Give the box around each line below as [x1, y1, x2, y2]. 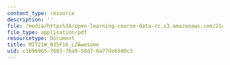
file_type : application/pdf [7, 28, 88, 36]
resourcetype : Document [7, 35, 75, 42]
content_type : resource [7, 9, 75, 17]
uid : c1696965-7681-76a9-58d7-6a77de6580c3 [7, 48, 133, 55]
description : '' [7, 16, 53, 23]
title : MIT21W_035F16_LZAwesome [7, 41, 99, 48]
